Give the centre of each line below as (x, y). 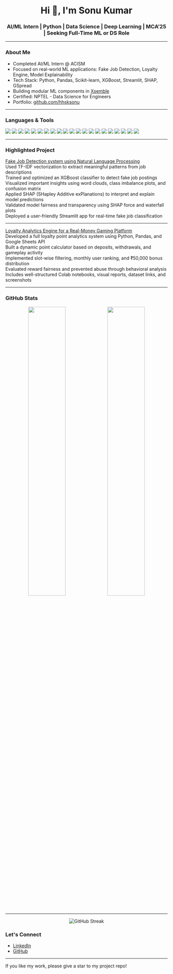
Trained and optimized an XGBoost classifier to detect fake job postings (81, 178)
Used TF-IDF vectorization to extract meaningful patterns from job (76, 167)
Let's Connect (23, 934)
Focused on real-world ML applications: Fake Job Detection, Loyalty (85, 69)
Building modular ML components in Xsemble (61, 91)
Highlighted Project (30, 150)
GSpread (22, 85)
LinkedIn (22, 945)
